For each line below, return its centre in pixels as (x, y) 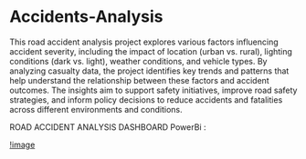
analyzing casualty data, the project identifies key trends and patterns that (149, 71)
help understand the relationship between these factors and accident (139, 80)
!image (22, 144)
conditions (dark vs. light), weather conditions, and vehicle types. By (138, 61)
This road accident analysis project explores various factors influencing (144, 42)
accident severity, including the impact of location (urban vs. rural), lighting (151, 51)
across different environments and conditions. (96, 109)
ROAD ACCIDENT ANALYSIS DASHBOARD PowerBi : (108, 127)
